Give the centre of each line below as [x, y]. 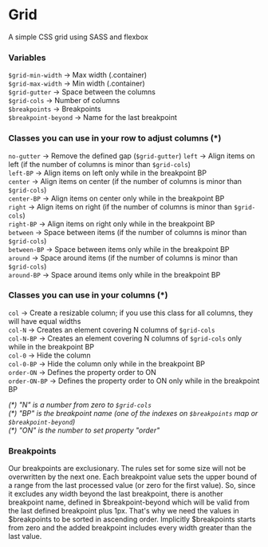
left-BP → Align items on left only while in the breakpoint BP [108, 173]
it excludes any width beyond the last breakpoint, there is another [116, 494]
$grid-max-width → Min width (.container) [77, 84]
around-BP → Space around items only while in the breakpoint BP [114, 274]
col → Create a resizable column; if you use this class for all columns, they [131, 313]
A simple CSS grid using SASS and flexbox [79, 37]
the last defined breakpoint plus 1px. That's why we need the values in [124, 511]
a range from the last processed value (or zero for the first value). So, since [132, 485]
